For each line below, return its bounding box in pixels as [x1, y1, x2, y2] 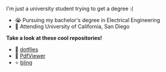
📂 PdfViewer [14, 52, 46, 59]
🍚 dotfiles [14, 46, 39, 53]
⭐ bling [14, 59, 33, 66]
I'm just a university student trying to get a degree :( [6, 5, 134, 12]
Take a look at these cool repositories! [6, 35, 102, 41]
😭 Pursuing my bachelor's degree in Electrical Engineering [14, 17, 161, 23]
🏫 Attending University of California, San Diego [14, 23, 130, 30]
